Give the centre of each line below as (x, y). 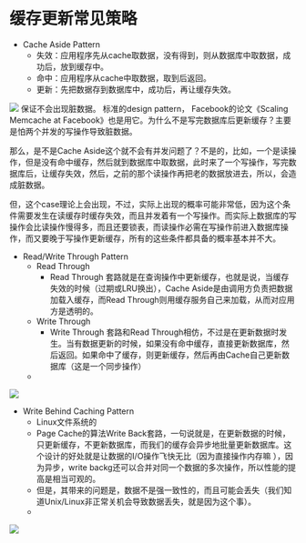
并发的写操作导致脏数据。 (89, 131)
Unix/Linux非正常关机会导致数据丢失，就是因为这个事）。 (150, 501)
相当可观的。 (76, 478)
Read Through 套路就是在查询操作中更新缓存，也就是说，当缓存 (169, 277)
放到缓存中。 (85, 66)
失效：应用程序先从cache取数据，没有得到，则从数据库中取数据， (160, 55)
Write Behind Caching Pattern (78, 411)
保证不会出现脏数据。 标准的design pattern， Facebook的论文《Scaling (154, 108)
